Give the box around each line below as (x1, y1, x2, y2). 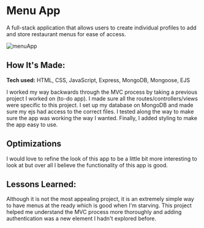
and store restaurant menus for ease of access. (6, 30, 126, 37)
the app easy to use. (6, 121, 58, 128)
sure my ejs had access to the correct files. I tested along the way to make (6, 108, 194, 115)
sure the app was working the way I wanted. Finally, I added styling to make (6, 114, 198, 121)
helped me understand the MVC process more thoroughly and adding (6, 208, 182, 216)
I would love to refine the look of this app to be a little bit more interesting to (6, 154, 197, 162)
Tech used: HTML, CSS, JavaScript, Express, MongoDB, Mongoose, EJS (6, 76, 191, 83)
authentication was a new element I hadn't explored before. (6, 215, 157, 222)
